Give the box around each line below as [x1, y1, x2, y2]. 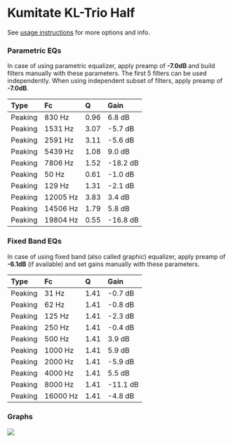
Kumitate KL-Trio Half [7, 5, 135, 21]
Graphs [7, 412, 33, 422]
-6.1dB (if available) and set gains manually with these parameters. [7, 260, 200, 268]
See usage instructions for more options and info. [7, 28, 151, 37]
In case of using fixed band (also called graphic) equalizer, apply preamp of [7, 252, 226, 260]
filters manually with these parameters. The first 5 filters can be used [7, 69, 207, 78]
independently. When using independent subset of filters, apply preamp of [7, 77, 223, 85]
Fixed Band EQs [7, 237, 62, 246]
